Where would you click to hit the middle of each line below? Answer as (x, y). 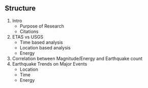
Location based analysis (45, 47)
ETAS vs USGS (28, 37)
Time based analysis (41, 42)
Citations (29, 31)
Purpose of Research (42, 26)
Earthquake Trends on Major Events (50, 64)
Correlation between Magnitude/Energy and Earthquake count (77, 58)
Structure (20, 8)
